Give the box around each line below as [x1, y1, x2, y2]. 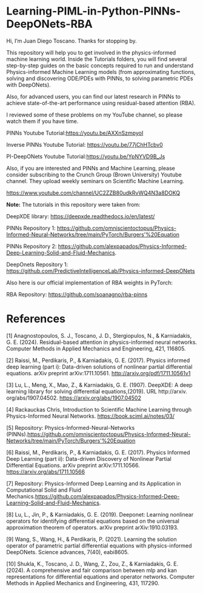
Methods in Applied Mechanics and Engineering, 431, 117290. [6, 579, 159, 586]
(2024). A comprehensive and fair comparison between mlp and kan [6, 566, 178, 574]
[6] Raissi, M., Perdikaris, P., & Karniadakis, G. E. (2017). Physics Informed [6, 449, 190, 456]
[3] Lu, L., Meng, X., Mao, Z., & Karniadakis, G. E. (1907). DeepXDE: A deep [6, 381, 193, 389]
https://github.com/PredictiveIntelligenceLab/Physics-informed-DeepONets [6, 267, 195, 274]
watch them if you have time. [6, 117, 79, 125]
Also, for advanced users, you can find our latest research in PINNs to [6, 93, 181, 100]
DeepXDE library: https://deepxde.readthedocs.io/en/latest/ [6, 212, 155, 219]
